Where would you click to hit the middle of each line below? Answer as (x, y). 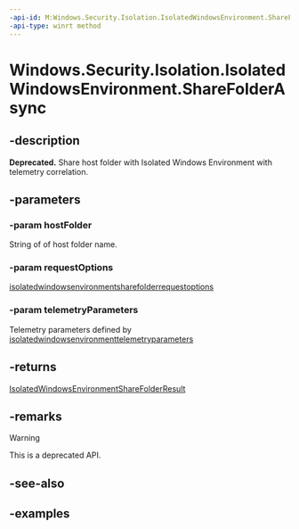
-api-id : (25, 17)
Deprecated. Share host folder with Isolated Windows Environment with (141, 162)
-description (44, 141)
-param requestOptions (61, 268)
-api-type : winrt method (55, 26)
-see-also (37, 483)
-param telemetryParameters (74, 310)
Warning (24, 438)
